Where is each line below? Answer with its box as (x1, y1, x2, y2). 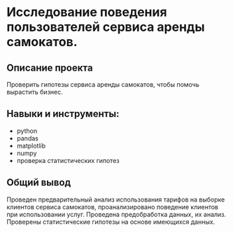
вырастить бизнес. (6, 88, 64, 96)
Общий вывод (6, 176, 71, 189)
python (16, 127, 38, 135)
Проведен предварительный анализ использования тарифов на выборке (6, 195, 225, 204)
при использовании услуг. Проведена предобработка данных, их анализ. (6, 210, 227, 218)
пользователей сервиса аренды (6, 19, 205, 35)
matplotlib (16, 141, 46, 150)
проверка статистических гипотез (16, 156, 120, 164)
